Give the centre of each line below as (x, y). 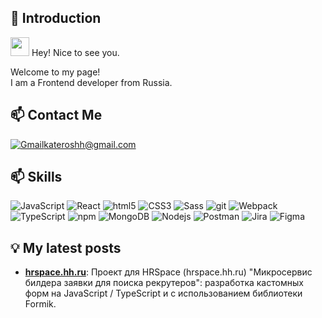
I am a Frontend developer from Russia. (91, 82)
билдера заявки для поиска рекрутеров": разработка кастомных (164, 283)
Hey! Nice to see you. (75, 52)
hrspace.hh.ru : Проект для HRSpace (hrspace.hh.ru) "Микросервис (168, 272)
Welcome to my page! (55, 72)
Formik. (40, 304)
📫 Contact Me (56, 115)
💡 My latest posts (66, 247)
